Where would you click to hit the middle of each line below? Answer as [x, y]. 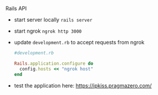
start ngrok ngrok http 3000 [48, 31]
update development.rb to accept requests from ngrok [79, 42]
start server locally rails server [53, 20]
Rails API [16, 8]
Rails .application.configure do [53, 64]
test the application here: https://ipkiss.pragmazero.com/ [83, 85]
